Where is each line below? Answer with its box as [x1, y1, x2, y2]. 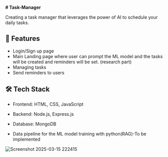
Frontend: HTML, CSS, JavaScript [12, 101, 84, 107]
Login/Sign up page [12, 48, 54, 54]
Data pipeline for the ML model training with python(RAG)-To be [12, 130, 147, 137]
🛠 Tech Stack [5, 85, 50, 94]
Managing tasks [12, 64, 47, 70]
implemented [12, 136, 41, 142]
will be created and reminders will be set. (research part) [12, 59, 132, 65]
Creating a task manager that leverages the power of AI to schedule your [5, 14, 158, 20]
